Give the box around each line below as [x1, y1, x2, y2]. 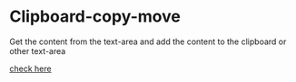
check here [9, 63, 52, 74]
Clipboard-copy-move [9, 6, 182, 27]
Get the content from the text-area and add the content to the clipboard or [9, 36, 287, 47]
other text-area [9, 45, 66, 56]
